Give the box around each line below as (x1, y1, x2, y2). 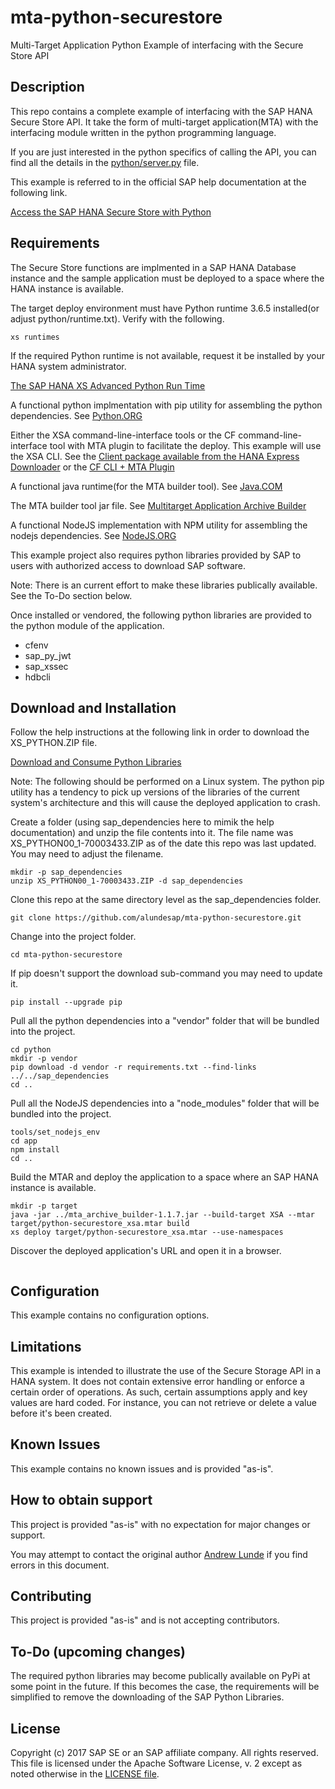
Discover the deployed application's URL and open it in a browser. (10, 1245, 282, 1257)
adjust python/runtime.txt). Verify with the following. (10, 312, 225, 325)
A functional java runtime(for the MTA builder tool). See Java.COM (10, 480, 283, 492)
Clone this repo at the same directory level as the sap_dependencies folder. (10, 894, 322, 906)
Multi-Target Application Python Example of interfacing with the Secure (10, 39, 304, 51)
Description (10, 79, 85, 96)
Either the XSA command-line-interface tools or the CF (10, 429, 237, 441)
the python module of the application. (10, 619, 165, 631)
